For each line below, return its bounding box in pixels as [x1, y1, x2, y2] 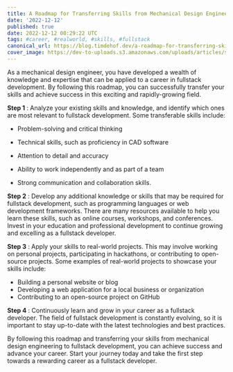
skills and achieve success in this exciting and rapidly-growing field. [7, 90, 202, 98]
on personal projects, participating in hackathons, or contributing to [7, 250, 200, 258]
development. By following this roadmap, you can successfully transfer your [7, 83, 225, 91]
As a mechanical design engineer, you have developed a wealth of [7, 67, 197, 76]
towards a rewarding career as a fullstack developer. [7, 356, 157, 365]
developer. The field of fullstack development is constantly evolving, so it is [7, 314, 223, 322]
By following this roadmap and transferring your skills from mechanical [7, 334, 209, 343]
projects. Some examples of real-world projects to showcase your [28, 257, 217, 265]
